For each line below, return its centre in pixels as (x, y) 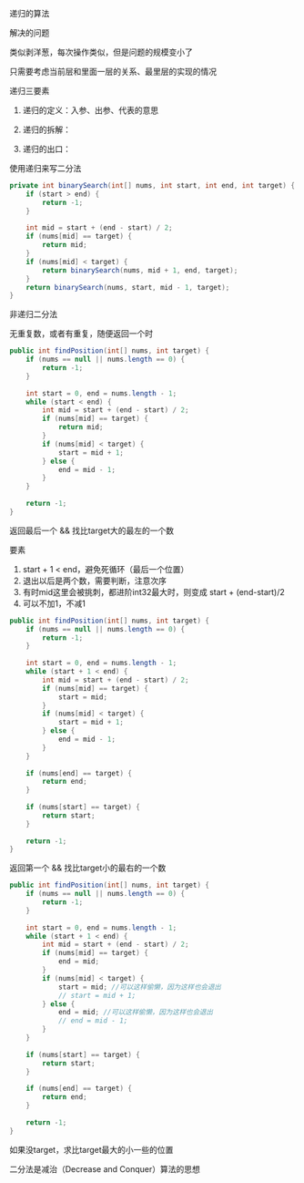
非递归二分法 (33, 314)
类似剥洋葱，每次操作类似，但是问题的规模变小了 (101, 52)
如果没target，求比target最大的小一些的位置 (91, 1149)
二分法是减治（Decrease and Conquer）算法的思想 (105, 1168)
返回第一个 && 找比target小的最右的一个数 (88, 868)
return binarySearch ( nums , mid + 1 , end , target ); (140, 270)
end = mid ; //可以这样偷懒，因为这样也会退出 (136, 1013)
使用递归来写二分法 (46, 168)
